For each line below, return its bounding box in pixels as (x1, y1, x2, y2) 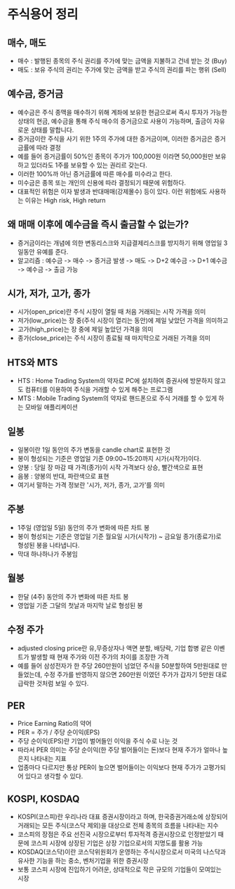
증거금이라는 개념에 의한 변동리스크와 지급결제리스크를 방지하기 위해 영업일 (17, 239, 222, 247)
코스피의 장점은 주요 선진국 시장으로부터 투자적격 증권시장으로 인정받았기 (17, 830, 217, 838)
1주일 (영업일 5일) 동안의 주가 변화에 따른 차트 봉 (17, 523, 150, 531)
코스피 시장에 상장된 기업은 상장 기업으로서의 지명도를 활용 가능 (30, 839, 203, 847)
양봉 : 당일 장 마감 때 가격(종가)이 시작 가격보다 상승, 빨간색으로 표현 (17, 463, 203, 472)
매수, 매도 (7, 37, 47, 49)
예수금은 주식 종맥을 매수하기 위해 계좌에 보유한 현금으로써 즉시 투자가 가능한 (17, 108, 228, 116)
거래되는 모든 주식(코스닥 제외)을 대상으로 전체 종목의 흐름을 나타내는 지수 (17, 821, 219, 830)
